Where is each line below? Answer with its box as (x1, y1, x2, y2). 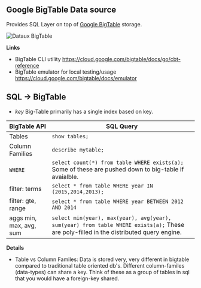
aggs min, (9, 214, 37, 222)
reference (14, 62, 39, 69)
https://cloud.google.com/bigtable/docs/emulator (14, 74, 137, 81)
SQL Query (105, 122, 138, 131)
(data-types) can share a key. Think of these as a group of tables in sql (14, 268, 190, 275)
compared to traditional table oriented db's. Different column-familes (14, 262, 185, 269)
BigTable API (9, 122, 47, 131)
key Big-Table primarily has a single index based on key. (14, 108, 154, 115)
